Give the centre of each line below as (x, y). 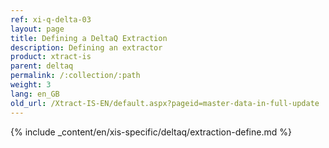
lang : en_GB (35, 94)
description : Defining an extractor (86, 47)
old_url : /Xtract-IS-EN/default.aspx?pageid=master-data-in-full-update (165, 103)
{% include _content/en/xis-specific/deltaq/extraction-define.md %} (151, 132)
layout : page (37, 29)
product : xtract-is (51, 57)
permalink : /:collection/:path (75, 76)
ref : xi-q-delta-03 (51, 19)
